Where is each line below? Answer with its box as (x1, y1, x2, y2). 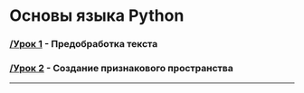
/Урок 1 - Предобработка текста (9, 38, 158, 51)
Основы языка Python (9, 5, 185, 26)
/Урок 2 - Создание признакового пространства (9, 62, 233, 75)
